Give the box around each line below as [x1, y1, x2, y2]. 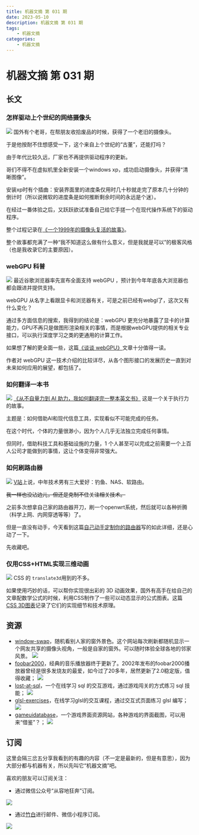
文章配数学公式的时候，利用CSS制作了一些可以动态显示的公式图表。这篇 [6, 594, 183, 601]
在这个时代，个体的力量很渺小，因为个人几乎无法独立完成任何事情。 [6, 428, 172, 435]
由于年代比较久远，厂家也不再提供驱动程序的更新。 [6, 153, 131, 160]
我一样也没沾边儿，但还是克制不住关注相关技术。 [6, 491, 126, 498]
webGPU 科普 [6, 262, 46, 270]
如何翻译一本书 [6, 380, 49, 388]
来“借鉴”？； [14, 718, 46, 725]
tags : [6, 25, 20, 31]
